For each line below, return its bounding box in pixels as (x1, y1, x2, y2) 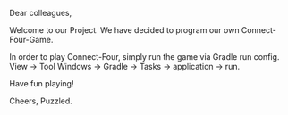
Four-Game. (9, 35, 54, 45)
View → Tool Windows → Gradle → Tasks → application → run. (9, 62, 240, 71)
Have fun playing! (9, 78, 74, 88)
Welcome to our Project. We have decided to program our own (9, 25, 240, 35)
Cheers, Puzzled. (9, 95, 73, 106)
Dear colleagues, (9, 8, 72, 18)
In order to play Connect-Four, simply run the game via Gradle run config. (9, 52, 280, 62)
